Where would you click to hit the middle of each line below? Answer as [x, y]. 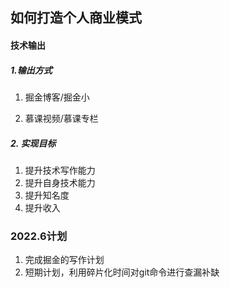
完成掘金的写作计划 [64, 260]
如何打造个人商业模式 [76, 18]
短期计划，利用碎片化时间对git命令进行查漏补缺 [122, 272]
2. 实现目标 [33, 143]
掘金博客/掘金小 [57, 97]
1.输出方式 [31, 70]
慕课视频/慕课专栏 [61, 118]
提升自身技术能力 [60, 182]
